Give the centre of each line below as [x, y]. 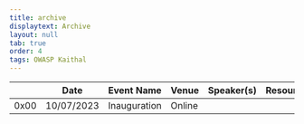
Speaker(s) [232, 90]
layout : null [34, 34]
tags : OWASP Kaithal [48, 60]
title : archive [38, 18]
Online [185, 105]
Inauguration [135, 105]
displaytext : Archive [50, 26]
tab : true [28, 43]
